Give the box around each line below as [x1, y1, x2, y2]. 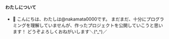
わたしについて [5, 4, 36, 10]
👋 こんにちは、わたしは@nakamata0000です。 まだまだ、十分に [12, 16, 147, 22]
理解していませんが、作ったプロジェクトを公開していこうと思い [30, 22, 163, 28]
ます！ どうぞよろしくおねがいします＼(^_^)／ [12, 28, 107, 34]
